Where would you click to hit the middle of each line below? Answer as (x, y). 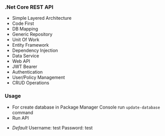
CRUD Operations (31, 83)
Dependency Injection (35, 50)
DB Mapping (25, 29)
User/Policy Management (38, 78)
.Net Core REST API (29, 7)
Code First (23, 23)
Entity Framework (30, 45)
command (23, 112)
